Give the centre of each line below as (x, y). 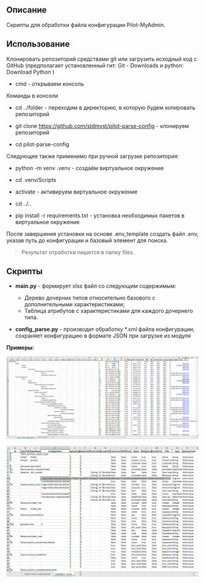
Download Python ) (31, 72)
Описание (27, 10)
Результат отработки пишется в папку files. (78, 252)
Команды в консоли (32, 96)
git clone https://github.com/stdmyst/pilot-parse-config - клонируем (102, 126)
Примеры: (20, 348)
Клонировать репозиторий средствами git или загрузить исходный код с (102, 59)
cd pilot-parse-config (42, 144)
